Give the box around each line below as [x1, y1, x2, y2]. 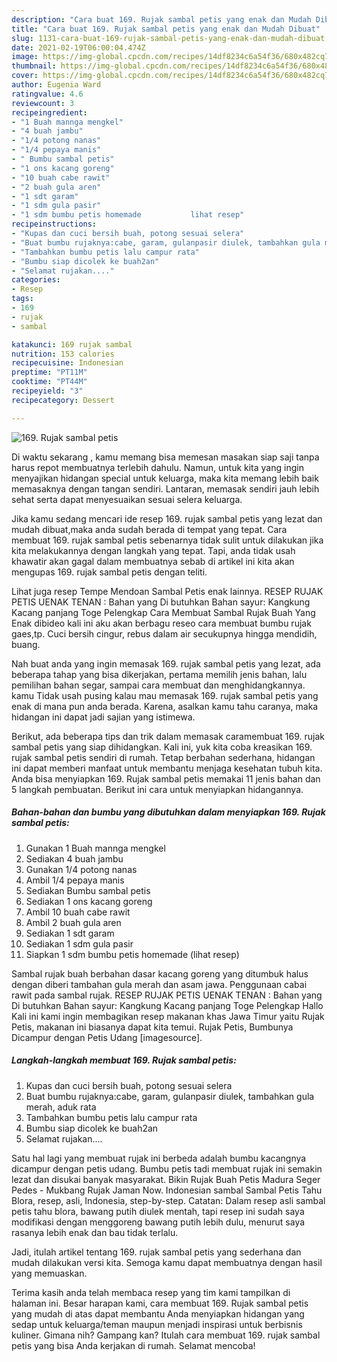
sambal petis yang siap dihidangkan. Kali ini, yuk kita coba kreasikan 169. [11, 741, 313, 753]
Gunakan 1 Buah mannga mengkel [25, 842, 166, 854]
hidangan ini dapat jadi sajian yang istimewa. [11, 711, 196, 723]
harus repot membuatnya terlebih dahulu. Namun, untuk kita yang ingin [11, 461, 304, 473]
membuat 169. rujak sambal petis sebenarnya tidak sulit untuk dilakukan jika [11, 534, 324, 546]
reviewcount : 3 [11, 98, 75, 108]
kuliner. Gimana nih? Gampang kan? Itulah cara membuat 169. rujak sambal [11, 1329, 321, 1341]
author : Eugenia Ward [11, 80, 102, 90]
